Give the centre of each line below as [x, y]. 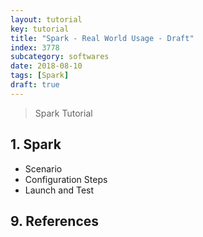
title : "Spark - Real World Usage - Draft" [102, 38]
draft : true [35, 85]
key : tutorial [40, 29]
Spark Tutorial [63, 113]
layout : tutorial [46, 19]
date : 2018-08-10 [46, 66]
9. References [55, 221]
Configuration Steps [66, 179]
